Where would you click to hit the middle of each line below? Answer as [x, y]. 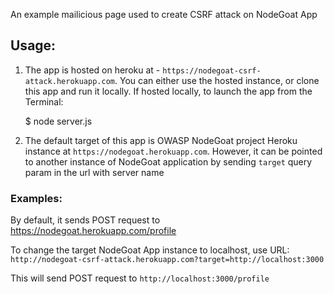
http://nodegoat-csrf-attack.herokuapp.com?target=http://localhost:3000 [167, 260]
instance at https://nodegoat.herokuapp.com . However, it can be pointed [173, 151]
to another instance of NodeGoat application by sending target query [168, 161]
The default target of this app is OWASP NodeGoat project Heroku [161, 140]
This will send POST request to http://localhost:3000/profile [140, 278]
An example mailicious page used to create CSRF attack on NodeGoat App [164, 14]
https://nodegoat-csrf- [212, 70]
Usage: [33, 45]
